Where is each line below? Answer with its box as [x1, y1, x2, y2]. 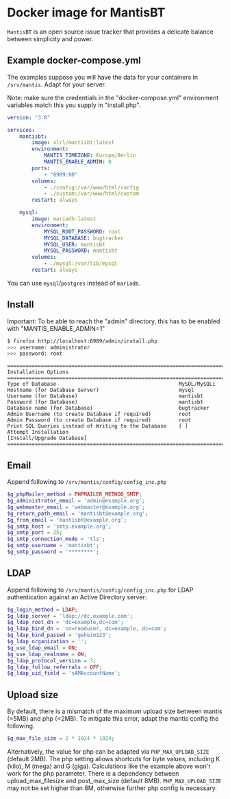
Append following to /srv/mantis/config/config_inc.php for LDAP [7, 586, 194, 594]
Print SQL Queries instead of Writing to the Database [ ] [7, 423, 188, 430]
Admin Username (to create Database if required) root [7, 410, 192, 418]
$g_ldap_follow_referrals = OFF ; [7, 664, 103, 671]
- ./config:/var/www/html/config [43, 184, 139, 191]
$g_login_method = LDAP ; [7, 606, 78, 613]
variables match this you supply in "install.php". [7, 101, 141, 109]
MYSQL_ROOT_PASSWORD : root [43, 228, 121, 235]
